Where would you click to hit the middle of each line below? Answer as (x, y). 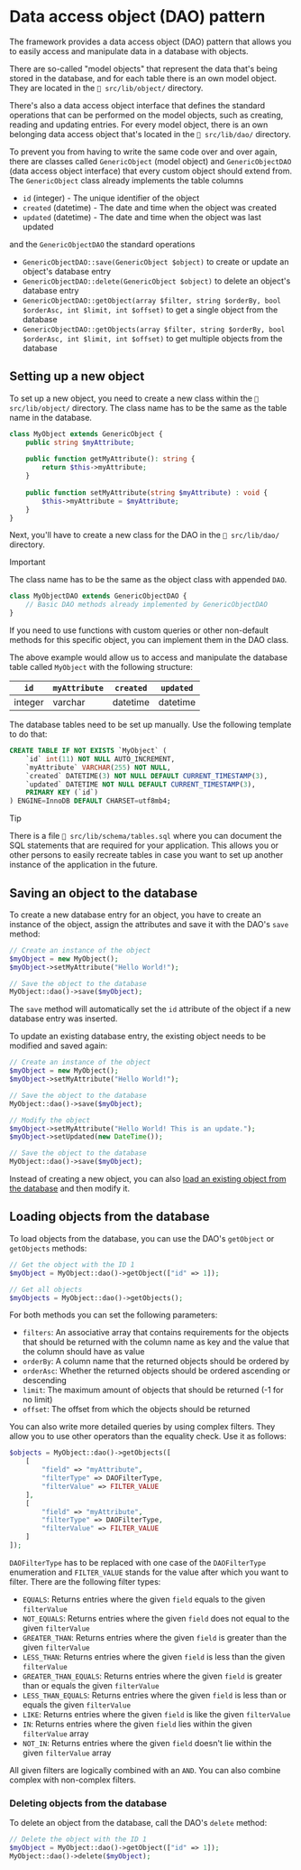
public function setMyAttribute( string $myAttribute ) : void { (147, 493)
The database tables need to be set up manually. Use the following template (150, 725)
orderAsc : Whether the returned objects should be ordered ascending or (156, 1371)
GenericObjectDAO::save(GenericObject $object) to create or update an (155, 261)
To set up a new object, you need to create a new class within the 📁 (134, 398)
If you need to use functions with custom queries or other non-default (139, 630)
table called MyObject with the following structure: (101, 667)
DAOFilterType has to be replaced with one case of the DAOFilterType (138, 1562)
